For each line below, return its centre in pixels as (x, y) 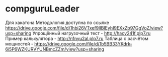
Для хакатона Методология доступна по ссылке (57, 22)
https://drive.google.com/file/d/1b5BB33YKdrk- (83, 43)
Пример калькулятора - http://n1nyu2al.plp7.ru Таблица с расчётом (77, 38)
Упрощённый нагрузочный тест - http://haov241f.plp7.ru (92, 33)
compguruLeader (42, 9)
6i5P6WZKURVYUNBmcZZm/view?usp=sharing (55, 49)
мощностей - (19, 43)
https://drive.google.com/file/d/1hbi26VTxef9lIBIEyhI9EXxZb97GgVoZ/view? (84, 27)
